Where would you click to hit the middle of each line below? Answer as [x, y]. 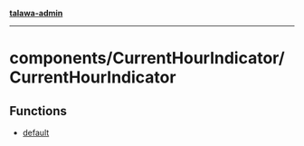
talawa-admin [36, 13]
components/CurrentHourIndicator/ [147, 58]
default [36, 132]
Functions [38, 111]
